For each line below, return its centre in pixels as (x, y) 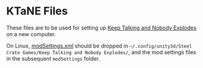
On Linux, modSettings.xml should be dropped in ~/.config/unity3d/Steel (99, 46)
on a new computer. (31, 34)
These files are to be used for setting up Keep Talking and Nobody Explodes (101, 28)
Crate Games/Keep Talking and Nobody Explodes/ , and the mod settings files (101, 52)
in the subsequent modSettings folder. (53, 58)
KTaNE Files (37, 11)
